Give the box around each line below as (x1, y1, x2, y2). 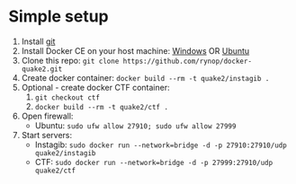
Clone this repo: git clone (21, 55, 120, 66)
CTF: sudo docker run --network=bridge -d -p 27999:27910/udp (34, 156, 274, 167)
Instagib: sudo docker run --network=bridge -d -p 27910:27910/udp (34, 139, 287, 150)
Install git (21, 36, 56, 47)
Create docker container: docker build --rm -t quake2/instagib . (21, 72, 270, 83)
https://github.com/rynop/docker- (122, 57, 253, 66)
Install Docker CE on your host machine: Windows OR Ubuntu (21, 45, 250, 56)
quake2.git (21, 65, 63, 74)
